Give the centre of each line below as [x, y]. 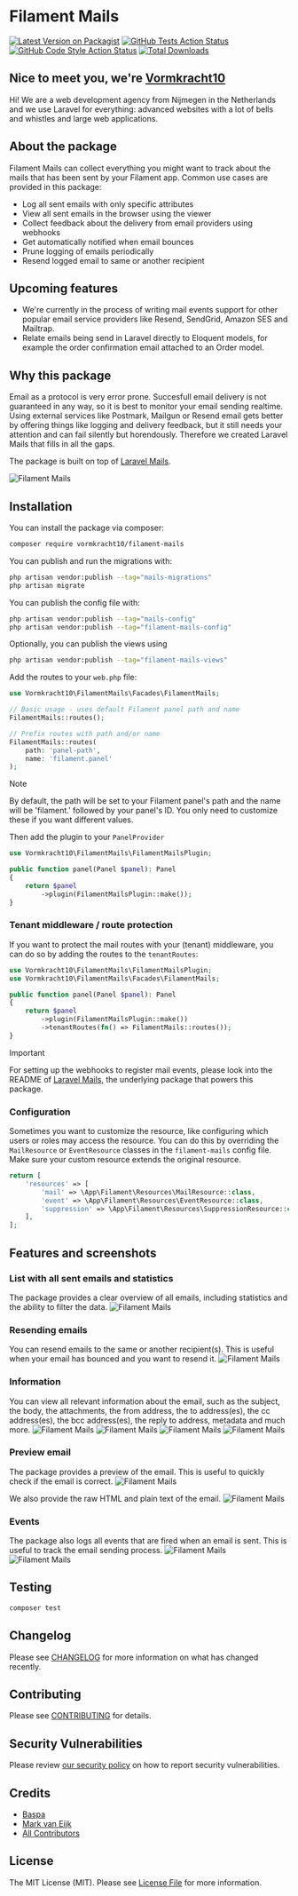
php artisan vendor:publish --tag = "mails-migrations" [111, 577]
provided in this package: [55, 186]
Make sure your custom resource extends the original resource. [125, 1160]
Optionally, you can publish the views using [88, 644]
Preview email [40, 1452]
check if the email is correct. [61, 1481]
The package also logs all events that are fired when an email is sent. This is [148, 1541]
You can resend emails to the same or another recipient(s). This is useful [142, 1349]
